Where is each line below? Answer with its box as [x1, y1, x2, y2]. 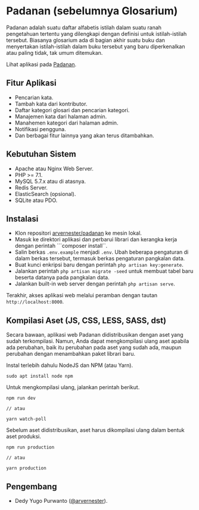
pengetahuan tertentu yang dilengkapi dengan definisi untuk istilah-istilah [6, 30, 187, 37]
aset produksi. [6, 433, 42, 440]
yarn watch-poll [6, 416, 46, 422]
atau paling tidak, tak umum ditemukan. [6, 49, 103, 56]
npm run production [6, 444, 55, 450]
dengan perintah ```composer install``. [14, 242, 108, 250]
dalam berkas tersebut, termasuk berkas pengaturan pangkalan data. [14, 255, 185, 262]
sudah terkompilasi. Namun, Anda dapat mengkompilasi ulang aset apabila [6, 338, 189, 345]
